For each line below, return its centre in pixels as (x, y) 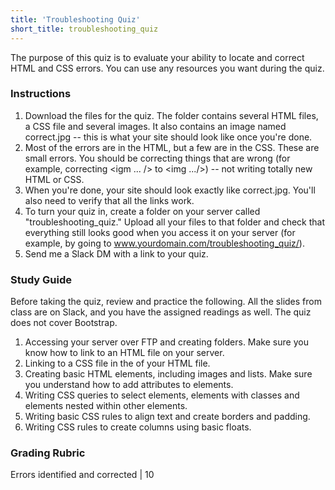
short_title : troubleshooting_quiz (84, 29)
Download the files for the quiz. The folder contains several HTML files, (171, 115)
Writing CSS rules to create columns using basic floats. (138, 427)
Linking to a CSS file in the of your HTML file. (117, 363)
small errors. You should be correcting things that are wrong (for (157, 158)
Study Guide (41, 279)
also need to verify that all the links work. (109, 200)
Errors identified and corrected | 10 (82, 475)
